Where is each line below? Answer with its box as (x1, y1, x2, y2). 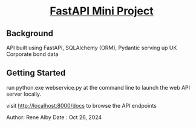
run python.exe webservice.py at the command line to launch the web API (6, 84, 191, 91)
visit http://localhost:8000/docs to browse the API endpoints (6, 102, 157, 109)
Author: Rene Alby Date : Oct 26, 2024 (6, 113, 102, 121)
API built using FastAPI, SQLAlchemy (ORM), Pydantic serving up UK (6, 44, 177, 51)
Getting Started (6, 68, 66, 78)
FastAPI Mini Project (49, 4, 154, 18)
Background (6, 28, 53, 39)
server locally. (6, 90, 41, 98)
